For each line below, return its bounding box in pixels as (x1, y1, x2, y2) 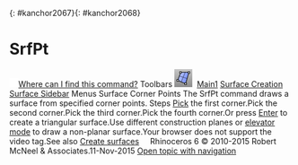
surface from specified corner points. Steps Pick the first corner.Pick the (9, 98, 278, 109)
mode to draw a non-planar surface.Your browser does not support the (9, 126, 272, 137)
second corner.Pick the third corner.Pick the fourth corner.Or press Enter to (9, 107, 288, 117)
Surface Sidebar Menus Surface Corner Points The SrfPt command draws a (9, 88, 289, 99)
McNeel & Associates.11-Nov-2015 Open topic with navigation (9, 145, 237, 156)
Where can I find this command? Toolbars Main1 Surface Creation (18, 78, 284, 89)
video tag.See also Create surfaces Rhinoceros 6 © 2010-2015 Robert (9, 135, 276, 146)
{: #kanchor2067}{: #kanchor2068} (9, 8, 141, 18)
